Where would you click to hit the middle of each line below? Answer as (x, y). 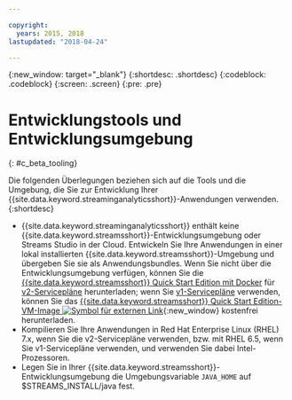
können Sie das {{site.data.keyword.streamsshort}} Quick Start (136, 302)
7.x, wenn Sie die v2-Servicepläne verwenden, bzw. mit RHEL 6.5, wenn (152, 339)
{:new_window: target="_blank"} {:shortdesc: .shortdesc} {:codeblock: (138, 75)
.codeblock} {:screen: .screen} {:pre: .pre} (85, 84)
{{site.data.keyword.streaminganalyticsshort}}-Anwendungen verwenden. (143, 200)
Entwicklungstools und (95, 120)
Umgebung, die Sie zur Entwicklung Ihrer (83, 190)
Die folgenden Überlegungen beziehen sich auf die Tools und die (127, 180)
